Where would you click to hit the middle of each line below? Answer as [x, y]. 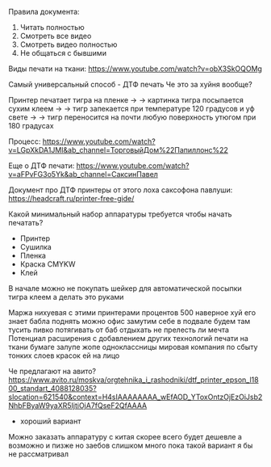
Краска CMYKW [48, 264]
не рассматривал [38, 454]
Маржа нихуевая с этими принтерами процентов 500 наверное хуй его [132, 313]
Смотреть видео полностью [69, 44]
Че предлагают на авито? [52, 371]
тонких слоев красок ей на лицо [64, 356]
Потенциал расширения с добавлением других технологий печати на [128, 338]
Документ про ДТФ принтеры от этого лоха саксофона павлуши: [121, 190]
